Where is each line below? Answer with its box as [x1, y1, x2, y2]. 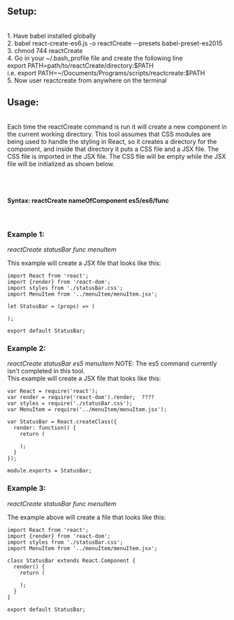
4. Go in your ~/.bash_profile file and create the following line [7, 54, 183, 62]
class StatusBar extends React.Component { [7, 557, 136, 564]
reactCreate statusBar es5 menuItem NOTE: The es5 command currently [7, 359, 217, 368]
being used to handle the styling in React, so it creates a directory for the [7, 137, 217, 145]
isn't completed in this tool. [7, 367, 85, 375]
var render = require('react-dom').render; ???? [7, 394, 155, 401]
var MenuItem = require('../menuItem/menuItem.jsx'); [7, 406, 168, 413]
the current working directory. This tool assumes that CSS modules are [7, 129, 212, 138]
